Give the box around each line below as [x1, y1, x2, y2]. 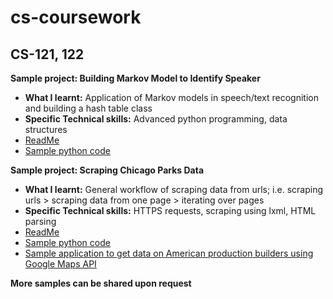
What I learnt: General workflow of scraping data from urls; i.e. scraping [24, 184, 323, 195]
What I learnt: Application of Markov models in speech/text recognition [24, 92, 319, 103]
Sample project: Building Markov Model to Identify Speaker [10, 72, 261, 84]
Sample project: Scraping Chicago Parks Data [10, 164, 205, 176]
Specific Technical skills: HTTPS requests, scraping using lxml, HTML [24, 205, 317, 216]
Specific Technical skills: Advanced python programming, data [24, 113, 288, 125]
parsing [24, 216, 57, 227]
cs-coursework [10, 6, 142, 29]
